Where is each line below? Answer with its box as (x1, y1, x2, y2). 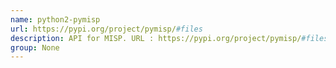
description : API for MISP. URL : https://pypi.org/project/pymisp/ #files (10, 33, 329, 43)
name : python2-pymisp (10, 14, 101, 25)
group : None (10, 42, 60, 53)
